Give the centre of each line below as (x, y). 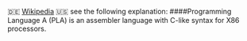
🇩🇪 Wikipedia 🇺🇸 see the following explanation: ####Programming (120, 11)
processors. (27, 28)
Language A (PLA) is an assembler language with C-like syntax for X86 (123, 20)
